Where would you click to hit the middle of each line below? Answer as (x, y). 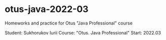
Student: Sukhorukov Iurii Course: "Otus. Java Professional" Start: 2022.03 (83, 32)
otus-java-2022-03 (47, 9)
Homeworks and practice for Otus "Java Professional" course (69, 23)
